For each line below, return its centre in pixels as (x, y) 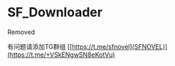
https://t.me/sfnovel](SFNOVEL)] (120, 46)
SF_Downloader (55, 12)
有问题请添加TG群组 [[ (40, 46)
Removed (21, 32)
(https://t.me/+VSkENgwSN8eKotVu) (61, 55)
